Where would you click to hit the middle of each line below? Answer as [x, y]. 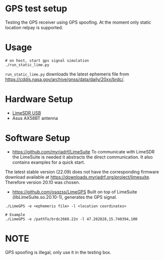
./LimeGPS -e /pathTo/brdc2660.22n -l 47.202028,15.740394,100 [71, 219]
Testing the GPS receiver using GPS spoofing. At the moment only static [78, 22]
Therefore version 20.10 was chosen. [43, 182]
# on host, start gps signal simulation [47, 60]
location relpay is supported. [34, 27]
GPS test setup [36, 9]
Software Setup [38, 138]
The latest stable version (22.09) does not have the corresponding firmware [82, 172]
